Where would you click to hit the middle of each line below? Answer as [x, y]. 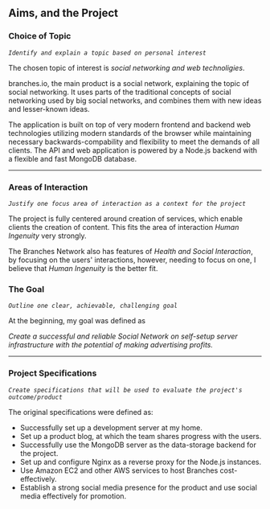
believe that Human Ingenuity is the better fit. [83, 268]
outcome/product [35, 397]
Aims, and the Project [63, 13]
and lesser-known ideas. [49, 109]
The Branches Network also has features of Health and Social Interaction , [131, 251]
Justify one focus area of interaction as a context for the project [127, 203]
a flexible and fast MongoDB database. [73, 158]
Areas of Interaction [48, 187]
